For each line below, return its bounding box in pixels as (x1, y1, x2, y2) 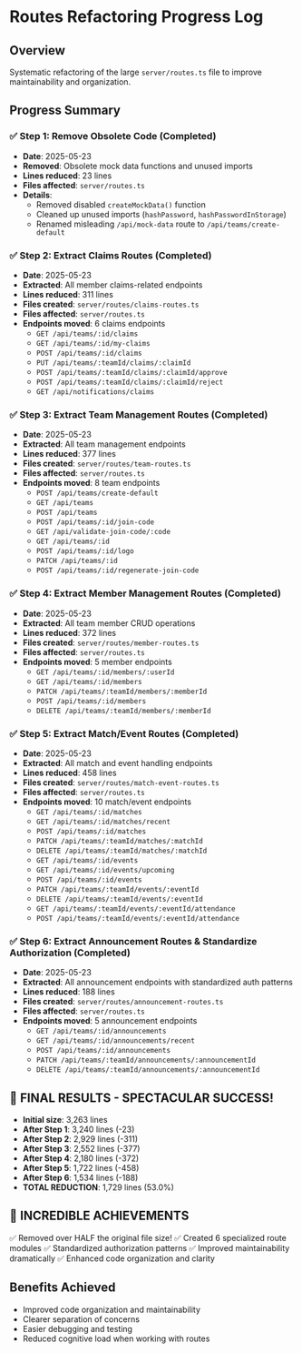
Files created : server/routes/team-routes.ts (22, 458, 191, 470)
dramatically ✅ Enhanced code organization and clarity (9, 1253, 216, 1264)
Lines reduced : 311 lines (22, 288, 113, 299)
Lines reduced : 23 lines (22, 170, 112, 181)
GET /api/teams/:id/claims (35, 329, 139, 338)
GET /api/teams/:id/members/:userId (35, 667, 175, 677)
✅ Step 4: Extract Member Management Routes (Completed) (9, 587, 281, 600)
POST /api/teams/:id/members (35, 696, 147, 706)
